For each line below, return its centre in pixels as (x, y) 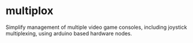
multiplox (29, 11)
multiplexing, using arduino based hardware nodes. (69, 33)
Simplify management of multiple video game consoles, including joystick (96, 27)
